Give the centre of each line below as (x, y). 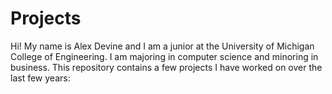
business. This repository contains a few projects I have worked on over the (166, 67)
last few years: (40, 78)
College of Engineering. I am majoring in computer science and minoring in (164, 56)
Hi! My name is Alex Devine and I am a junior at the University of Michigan (162, 46)
